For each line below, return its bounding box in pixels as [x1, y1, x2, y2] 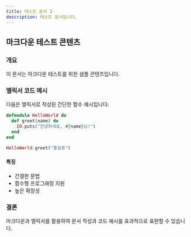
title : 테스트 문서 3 [6, 8, 53, 15]
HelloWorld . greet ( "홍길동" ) [6, 145, 71, 151]
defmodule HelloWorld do [6, 112, 67, 119]
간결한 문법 [14, 172, 40, 179]
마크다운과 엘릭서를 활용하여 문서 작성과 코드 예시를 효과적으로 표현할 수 [6, 218, 170, 225]
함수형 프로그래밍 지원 [14, 180, 65, 187]
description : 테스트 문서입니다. [6, 14, 78, 20]
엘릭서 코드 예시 [6, 87, 48, 95]
